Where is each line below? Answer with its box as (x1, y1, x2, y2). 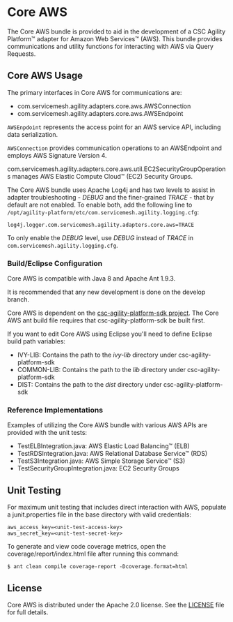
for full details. (7, 608, 49, 616)
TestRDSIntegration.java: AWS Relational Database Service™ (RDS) (17, 450, 208, 458)
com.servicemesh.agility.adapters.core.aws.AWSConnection (17, 102, 191, 110)
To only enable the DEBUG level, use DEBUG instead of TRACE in (7, 233, 193, 242)
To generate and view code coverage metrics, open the (7, 542, 166, 551)
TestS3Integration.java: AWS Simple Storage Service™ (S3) (17, 457, 186, 465)
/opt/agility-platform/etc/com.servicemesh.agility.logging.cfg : (7, 207, 200, 216)
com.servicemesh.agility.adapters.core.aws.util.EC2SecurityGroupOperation (7, 165, 226, 173)
